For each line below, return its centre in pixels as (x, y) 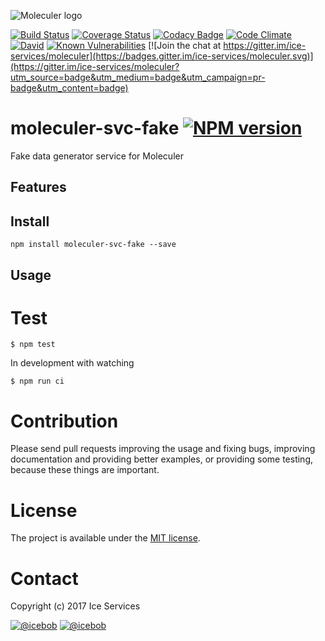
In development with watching (72, 363)
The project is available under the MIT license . (105, 538)
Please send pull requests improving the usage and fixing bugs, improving (163, 449)
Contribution (64, 421)
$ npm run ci (37, 381)
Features (38, 187)
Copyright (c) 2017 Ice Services (75, 606)
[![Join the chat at (185, 45)
